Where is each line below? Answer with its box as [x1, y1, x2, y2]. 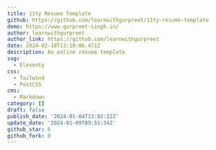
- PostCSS [13, 81, 42, 88]
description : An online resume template [7, 49, 126, 56]
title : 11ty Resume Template [7, 10, 91, 17]
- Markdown [13, 94, 45, 101]
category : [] [7, 100, 45, 107]
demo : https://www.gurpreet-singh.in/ [7, 23, 119, 30]
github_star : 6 [7, 126, 51, 133]
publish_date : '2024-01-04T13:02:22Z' [7, 113, 119, 120]
